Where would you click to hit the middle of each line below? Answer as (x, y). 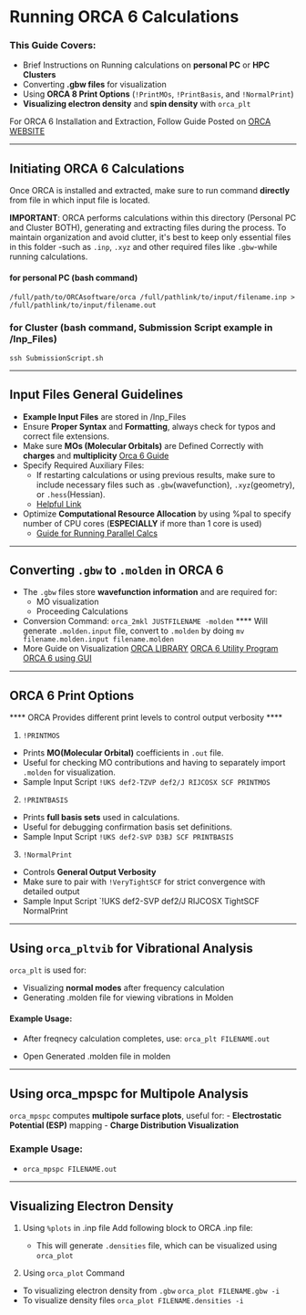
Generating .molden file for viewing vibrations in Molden (128, 997)
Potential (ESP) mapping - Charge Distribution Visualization (124, 1125)
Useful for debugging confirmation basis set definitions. (127, 827)
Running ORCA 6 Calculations (124, 17)
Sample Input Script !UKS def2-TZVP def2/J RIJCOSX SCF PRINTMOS (146, 782)
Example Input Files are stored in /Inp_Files (104, 416)
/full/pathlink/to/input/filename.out (83, 305)
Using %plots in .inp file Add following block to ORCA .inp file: (138, 1228)
